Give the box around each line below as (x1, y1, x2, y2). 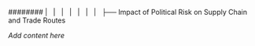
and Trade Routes (8, 16, 66, 25)
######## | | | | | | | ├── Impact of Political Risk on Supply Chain (8, 8, 248, 16)
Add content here (8, 31, 65, 40)
